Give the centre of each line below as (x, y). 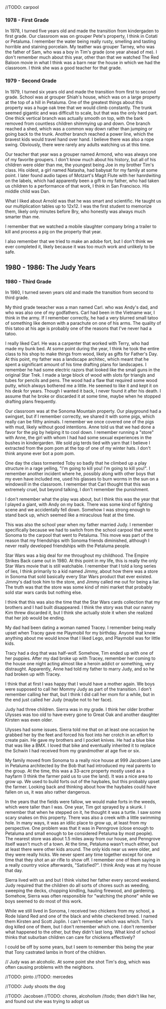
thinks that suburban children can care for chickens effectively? (70, 937)
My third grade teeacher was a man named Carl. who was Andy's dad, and (82, 307)
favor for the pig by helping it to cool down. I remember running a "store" (80, 432)
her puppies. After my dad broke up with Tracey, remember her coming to (81, 658)
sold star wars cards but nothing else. (44, 593)
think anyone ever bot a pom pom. (40, 454)
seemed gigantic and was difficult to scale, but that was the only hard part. (82, 113)
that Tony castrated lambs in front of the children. (56, 952)
